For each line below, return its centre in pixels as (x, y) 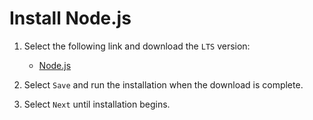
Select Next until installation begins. (97, 104)
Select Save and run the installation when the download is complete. (163, 84)
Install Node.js (70, 18)
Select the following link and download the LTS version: (137, 46)
